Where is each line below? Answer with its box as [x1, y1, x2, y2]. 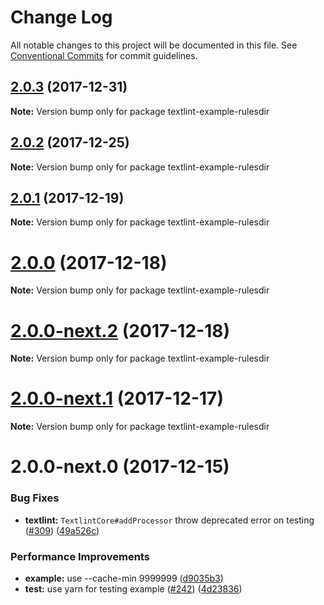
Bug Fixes [10, 491, 60, 505]
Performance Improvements [10, 549, 151, 563]
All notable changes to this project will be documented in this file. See [10, 39, 298, 51]
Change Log [10, 6, 113, 29]
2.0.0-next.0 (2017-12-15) [10, 456, 230, 478]
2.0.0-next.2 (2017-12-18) [10, 319, 230, 342]
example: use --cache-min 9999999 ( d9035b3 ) [24, 572, 224, 584]
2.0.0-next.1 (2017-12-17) [10, 387, 224, 410]
